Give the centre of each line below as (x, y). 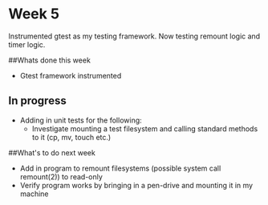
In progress (37, 101)
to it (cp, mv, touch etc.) (71, 137)
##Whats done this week (49, 60)
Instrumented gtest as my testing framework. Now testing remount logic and (134, 36)
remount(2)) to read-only (61, 176)
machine (35, 194)
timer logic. (27, 44)
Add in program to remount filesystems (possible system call (120, 168)
